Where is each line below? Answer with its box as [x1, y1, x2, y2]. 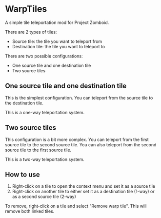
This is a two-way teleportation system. [5, 156, 84, 162]
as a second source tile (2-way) [12, 194, 77, 199]
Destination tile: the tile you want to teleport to [12, 43, 105, 49]
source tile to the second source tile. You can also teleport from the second [5, 141, 157, 147]
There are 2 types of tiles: [5, 29, 57, 35]
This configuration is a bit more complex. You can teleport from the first [5, 137, 149, 142]
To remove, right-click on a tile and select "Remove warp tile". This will [5, 203, 147, 209]
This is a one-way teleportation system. [5, 109, 84, 115]
